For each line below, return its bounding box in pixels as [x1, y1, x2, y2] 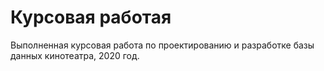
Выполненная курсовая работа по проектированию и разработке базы [10, 39, 315, 51]
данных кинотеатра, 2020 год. [10, 49, 140, 61]
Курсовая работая [10, 6, 172, 29]
